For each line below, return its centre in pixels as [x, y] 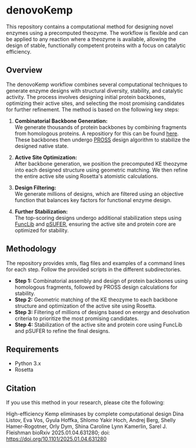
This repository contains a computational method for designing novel [90, 27]
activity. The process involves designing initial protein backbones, [86, 97]
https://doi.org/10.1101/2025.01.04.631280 [57, 439]
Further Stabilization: [41, 211]
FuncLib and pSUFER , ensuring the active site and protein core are [95, 224]
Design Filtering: [35, 187]
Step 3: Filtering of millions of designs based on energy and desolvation [102, 312]
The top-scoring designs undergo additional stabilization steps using [98, 218]
